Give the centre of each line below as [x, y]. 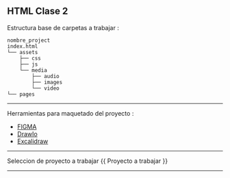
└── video [46, 88]
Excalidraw [33, 141]
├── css [30, 58]
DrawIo [27, 133]
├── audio [46, 76]
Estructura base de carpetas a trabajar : [63, 27]
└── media [34, 70]
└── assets [23, 52]
